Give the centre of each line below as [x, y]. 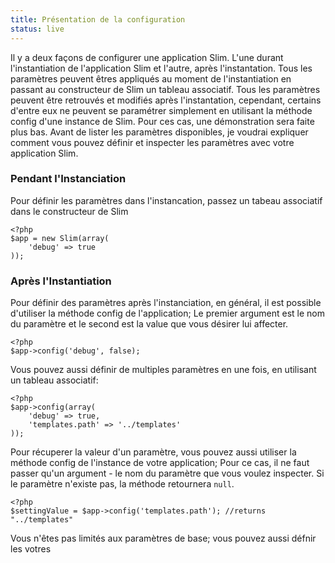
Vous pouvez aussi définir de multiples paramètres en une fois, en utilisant [163, 370]
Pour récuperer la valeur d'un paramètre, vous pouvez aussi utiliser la [153, 452]
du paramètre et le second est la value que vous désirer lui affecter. [149, 324]
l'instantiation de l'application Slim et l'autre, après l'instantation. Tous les [161, 68]
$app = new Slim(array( [60, 238]
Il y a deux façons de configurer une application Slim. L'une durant [147, 57]
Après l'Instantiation [61, 281]
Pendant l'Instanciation [68, 179]
